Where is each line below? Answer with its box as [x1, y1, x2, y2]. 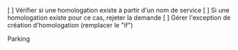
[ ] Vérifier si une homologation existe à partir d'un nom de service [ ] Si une [7, 6, 229, 14]
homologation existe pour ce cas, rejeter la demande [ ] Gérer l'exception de [7, 13, 231, 22]
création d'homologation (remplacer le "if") [7, 21, 134, 29]
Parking [7, 35, 31, 43]
